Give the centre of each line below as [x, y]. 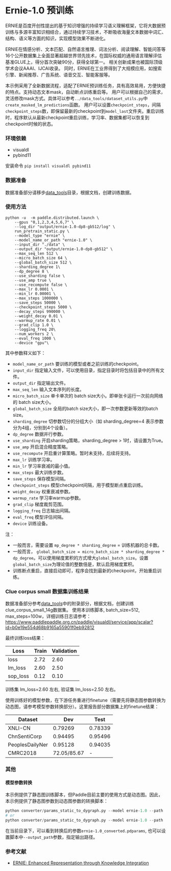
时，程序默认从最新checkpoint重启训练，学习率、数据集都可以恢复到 [77, 117]
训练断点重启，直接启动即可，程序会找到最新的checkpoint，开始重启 [85, 570]
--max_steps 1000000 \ [39, 298]
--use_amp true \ [33, 280]
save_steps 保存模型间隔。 [41, 478]
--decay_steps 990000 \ [40, 311]
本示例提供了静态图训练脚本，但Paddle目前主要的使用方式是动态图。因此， [84, 795]
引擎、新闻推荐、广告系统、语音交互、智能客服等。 [59, 75]
